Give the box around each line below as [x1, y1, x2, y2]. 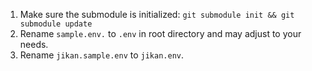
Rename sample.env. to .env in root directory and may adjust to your [19, 28, 302, 39]
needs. [19, 39, 49, 50]
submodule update [19, 19, 93, 29]
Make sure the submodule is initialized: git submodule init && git [19, 9, 295, 20]
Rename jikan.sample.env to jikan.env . [19, 49, 185, 61]
